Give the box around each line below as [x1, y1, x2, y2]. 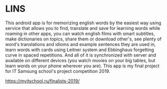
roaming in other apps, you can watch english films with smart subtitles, [5, 30, 155, 36]
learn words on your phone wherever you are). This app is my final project [5, 63, 160, 69]
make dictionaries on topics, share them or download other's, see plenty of [5, 36, 162, 42]
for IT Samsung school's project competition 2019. [5, 68, 110, 74]
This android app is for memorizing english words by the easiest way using [5, 20, 161, 26]
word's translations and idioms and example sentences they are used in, [5, 41, 156, 47]
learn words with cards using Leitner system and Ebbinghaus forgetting [5, 47, 154, 53]
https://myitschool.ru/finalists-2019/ [5, 78, 80, 84]
